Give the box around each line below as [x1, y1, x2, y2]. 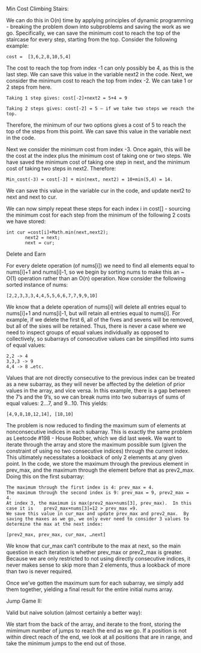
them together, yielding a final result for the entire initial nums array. [6, 586, 174, 593]
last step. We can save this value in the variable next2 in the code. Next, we [6, 71, 193, 77]
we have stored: [6, 218, 46, 224]
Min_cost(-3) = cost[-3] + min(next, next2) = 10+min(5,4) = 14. [6, 176, 173, 182]
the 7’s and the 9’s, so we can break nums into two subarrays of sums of [6, 393, 185, 400]
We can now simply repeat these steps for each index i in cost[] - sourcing [6, 205, 191, 212]
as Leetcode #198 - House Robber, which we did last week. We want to [6, 435, 182, 442]
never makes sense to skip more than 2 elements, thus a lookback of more [6, 561, 191, 568]
